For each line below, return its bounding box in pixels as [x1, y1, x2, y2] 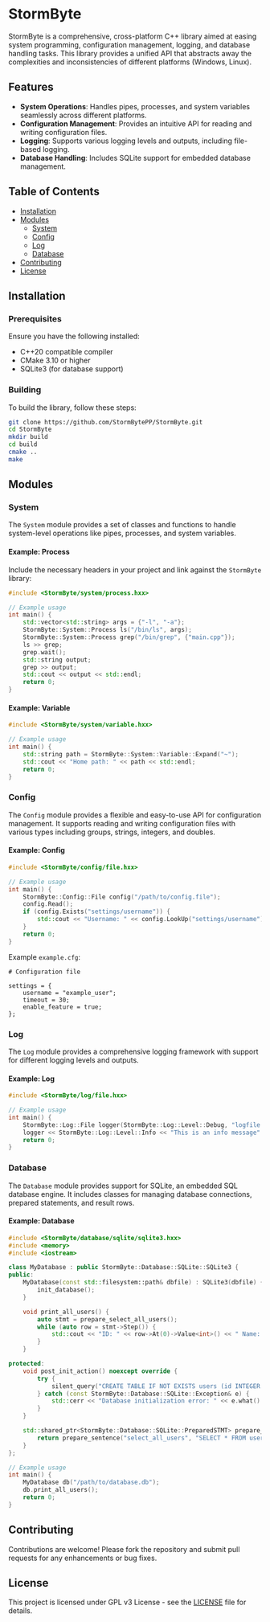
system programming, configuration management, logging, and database [8, 39, 251, 49]
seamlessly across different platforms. [19, 110, 147, 120]
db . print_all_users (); [22, 1486, 99, 1494]
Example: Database [8, 1216, 75, 1226]
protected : [8, 1360, 45, 1368]
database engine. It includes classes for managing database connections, [8, 1189, 252, 1198]
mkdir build [8, 433, 48, 441]
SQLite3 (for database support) [19, 364, 124, 374]
